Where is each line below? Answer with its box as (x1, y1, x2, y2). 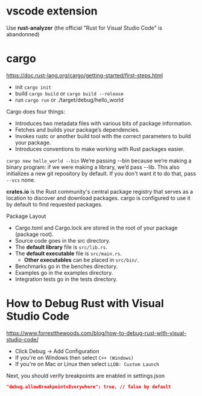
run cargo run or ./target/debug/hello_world (14, 96, 124, 103)
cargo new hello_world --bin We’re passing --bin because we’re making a (6, 157, 192, 164)
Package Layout (6, 212, 46, 220)
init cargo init (14, 83, 51, 91)
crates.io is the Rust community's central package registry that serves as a (6, 188, 194, 195)
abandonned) (6, 30, 40, 37)
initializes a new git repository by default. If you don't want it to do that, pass (6, 170, 197, 177)
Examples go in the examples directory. (14, 269, 113, 276)
